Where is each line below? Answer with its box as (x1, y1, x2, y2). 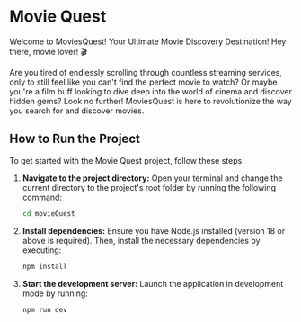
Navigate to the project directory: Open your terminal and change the (22, 173, 283, 183)
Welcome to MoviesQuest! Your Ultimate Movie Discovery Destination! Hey (9, 36, 287, 47)
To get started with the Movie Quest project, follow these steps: (9, 155, 244, 165)
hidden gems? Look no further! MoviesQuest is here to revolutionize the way (9, 95, 292, 106)
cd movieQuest (22, 209, 75, 218)
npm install (22, 262, 67, 271)
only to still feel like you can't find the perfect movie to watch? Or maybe (9, 76, 278, 87)
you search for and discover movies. (9, 105, 145, 116)
